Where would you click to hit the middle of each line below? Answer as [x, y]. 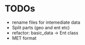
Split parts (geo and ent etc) [41, 27]
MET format [24, 38]
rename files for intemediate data [46, 22]
